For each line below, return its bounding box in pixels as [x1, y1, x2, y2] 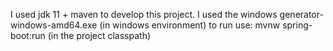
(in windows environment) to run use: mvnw [99, 19, 281, 31]
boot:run [10, 30, 46, 41]
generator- [279, 9, 324, 20]
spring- [282, 19, 313, 31]
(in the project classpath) [47, 30, 152, 41]
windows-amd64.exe [10, 19, 98, 31]
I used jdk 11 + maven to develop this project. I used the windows [10, 9, 278, 20]
